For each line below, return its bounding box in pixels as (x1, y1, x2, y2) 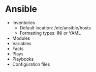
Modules (12, 35, 31, 41)
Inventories (12, 20, 35, 25)
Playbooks (12, 56, 34, 62)
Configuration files (12, 61, 50, 67)
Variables (12, 40, 32, 46)
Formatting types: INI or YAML (19, 30, 81, 36)
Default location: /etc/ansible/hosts (19, 24, 91, 30)
